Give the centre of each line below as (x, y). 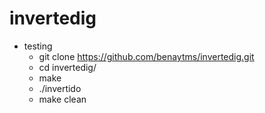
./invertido (60, 88)
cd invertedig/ (67, 67)
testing (38, 46)
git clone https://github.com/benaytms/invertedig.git (146, 56)
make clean (62, 99)
